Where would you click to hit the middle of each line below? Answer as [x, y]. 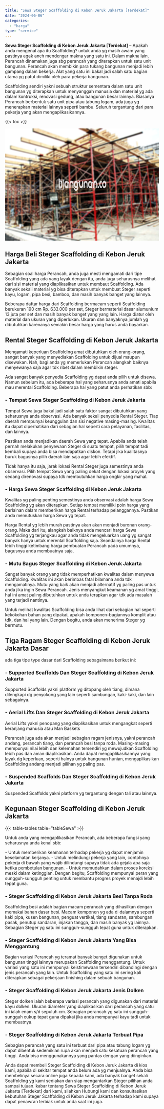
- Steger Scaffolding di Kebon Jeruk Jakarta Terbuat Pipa [74, 1035]
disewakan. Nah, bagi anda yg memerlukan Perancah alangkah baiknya [77, 362]
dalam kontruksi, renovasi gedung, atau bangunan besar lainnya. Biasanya [80, 97]
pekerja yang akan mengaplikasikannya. [45, 112]
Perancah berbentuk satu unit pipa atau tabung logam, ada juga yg [72, 102]
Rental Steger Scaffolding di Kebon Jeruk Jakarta [82, 340]
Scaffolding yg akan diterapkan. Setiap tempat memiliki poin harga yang [77, 505]
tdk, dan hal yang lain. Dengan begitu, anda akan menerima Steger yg [75, 620]
